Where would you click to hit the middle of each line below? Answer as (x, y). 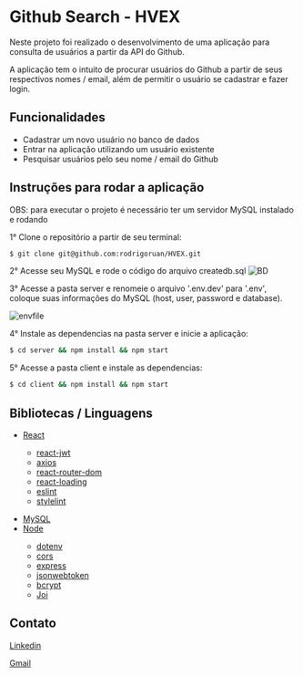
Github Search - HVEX (95, 17)
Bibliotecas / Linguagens (81, 413)
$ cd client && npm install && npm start (89, 385)
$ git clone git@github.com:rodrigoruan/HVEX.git (106, 254)
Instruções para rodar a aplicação (107, 187)
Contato (33, 624)
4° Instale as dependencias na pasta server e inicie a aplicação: (129, 334)
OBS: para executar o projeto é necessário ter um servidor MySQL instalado (151, 209)
